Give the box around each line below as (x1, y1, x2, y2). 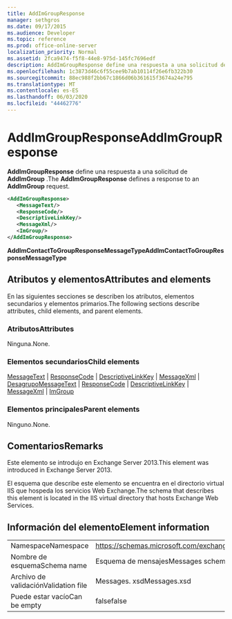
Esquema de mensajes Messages (95, 557, 202, 566)
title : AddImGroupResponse (7, 10, 85, 17)
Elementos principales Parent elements (7, 405, 140, 415)
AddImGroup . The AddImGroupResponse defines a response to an (7, 174, 200, 183)
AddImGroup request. (7, 182, 70, 190)
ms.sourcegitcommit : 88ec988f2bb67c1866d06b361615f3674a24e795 (7, 74, 193, 82)
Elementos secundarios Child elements (7, 356, 140, 366)
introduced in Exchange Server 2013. (7, 466, 113, 474)
